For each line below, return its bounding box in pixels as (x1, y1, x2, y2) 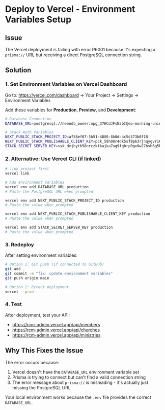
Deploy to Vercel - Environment (5, 3, 136, 15)
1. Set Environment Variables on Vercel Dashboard (5, 81, 127, 88)
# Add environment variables (5, 180, 65, 185)
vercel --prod (5, 289, 34, 294)
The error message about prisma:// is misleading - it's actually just (12, 379, 149, 385)
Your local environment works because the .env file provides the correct (5, 394, 151, 400)
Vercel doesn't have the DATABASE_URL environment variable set (12, 369, 139, 375)
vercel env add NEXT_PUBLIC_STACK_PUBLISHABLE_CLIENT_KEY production (5, 211, 151, 216)
